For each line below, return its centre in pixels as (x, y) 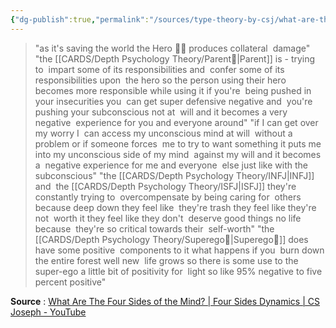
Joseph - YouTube (48, 312)
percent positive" (70, 282)
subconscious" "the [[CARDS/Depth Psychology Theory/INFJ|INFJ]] (174, 175)
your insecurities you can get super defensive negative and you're (173, 101)
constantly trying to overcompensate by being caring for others (168, 197)
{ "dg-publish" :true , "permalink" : (80, 19)
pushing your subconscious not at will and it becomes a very (161, 112)
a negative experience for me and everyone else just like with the (171, 165)
